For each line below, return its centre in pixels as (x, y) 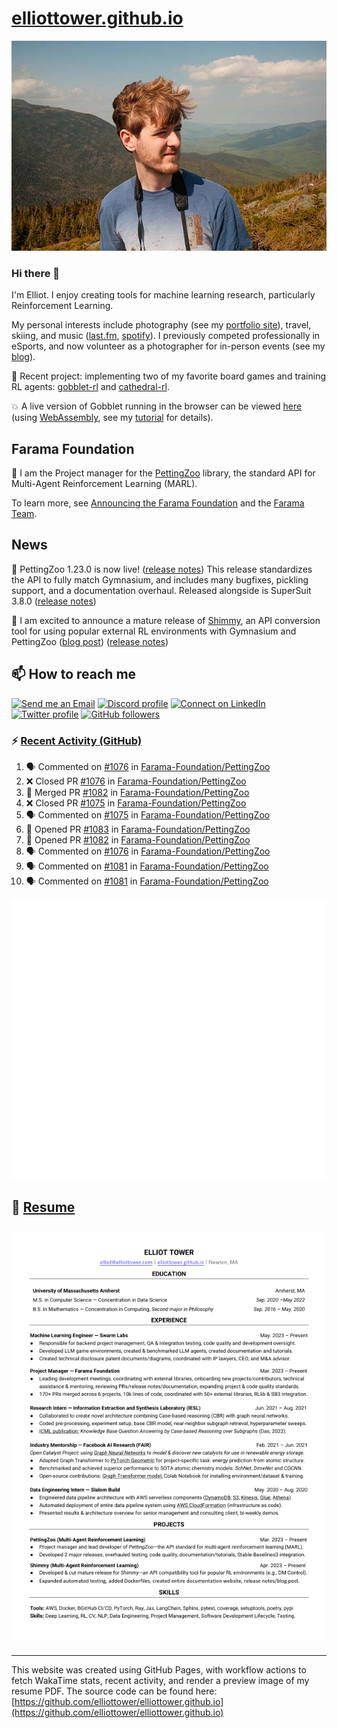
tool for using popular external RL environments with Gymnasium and (154, 631)
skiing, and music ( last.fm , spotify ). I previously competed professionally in (166, 336)
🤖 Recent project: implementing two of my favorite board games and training (169, 376)
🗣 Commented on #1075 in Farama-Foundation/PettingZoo (148, 814)
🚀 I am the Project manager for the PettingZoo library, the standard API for (163, 473)
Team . (24, 514)
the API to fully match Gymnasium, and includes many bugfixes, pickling (160, 579)
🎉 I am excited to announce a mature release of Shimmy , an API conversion (166, 620)
